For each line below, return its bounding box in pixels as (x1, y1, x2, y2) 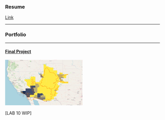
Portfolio (5, 31, 27, 38)
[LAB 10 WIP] (5, 110, 32, 116)
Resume (5, 3, 26, 10)
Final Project (5, 49, 31, 55)
